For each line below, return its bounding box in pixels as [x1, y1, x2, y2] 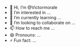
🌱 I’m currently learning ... [9, 15, 62, 20]
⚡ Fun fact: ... [9, 37, 36, 43]
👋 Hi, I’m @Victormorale [9, 5, 58, 10]
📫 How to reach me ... [9, 25, 55, 31]
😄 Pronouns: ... [9, 32, 41, 38]
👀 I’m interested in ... [9, 10, 51, 15]
